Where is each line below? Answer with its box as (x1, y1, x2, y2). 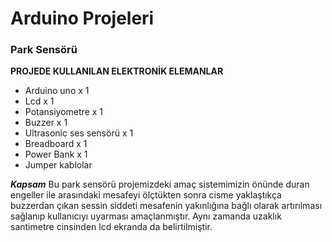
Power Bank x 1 (24, 148, 88, 161)
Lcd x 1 (24, 95, 55, 107)
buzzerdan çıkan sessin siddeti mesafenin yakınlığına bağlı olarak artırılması (10, 200, 323, 212)
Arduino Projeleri (10, 7, 155, 30)
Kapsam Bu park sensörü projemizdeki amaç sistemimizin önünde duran (10, 178, 310, 191)
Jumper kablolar (24, 159, 93, 171)
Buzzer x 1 (24, 117, 68, 129)
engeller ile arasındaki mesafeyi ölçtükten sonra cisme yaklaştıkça (10, 189, 282, 201)
